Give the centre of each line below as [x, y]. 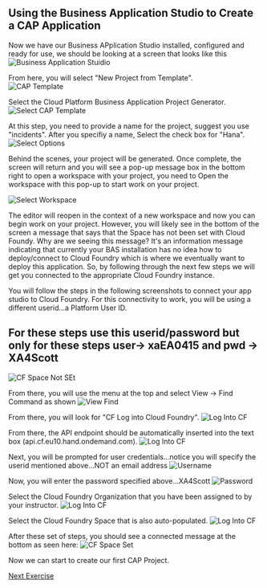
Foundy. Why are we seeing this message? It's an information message [125, 241]
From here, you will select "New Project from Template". [101, 78]
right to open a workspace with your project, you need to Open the [118, 175]
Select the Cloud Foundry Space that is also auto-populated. [108, 521]
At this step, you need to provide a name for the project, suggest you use [129, 126]
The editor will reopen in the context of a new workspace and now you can [132, 215]
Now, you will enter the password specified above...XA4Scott [109, 480]
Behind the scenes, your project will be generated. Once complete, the [125, 158]
